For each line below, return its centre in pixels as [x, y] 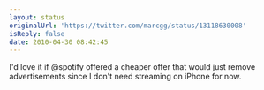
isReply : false [37, 34]
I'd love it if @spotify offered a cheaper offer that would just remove [132, 67]
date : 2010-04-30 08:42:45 [59, 42]
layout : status [37, 17]
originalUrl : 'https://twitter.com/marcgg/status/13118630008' [128, 26]
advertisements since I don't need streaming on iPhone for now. [125, 77]
